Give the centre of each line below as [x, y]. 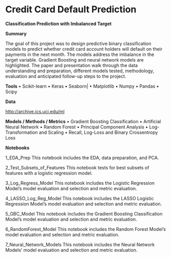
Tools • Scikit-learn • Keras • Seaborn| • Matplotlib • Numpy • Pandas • [82, 86]
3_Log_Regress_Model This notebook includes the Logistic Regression [80, 183]
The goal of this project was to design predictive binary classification [78, 43]
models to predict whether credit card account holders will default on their [84, 49]
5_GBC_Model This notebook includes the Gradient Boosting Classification [84, 213]
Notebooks [17, 148]
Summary [16, 33]
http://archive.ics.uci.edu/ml [35, 111]
